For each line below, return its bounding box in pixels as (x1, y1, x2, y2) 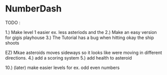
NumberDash (5, 3, 62, 14)
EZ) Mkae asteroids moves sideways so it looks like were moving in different (5, 49, 162, 55)
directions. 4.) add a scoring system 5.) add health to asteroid (5, 54, 132, 60)
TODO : (5, 19, 21, 25)
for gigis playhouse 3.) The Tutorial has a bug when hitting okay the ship (5, 34, 154, 40)
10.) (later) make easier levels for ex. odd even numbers (5, 64, 120, 70)
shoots (5, 39, 19, 45)
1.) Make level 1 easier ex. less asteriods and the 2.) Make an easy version (5, 29, 157, 35)
